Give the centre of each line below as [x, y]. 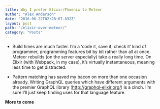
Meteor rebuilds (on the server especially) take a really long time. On [82, 57]
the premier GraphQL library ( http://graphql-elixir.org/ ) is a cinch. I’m [82, 87]
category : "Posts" [24, 32]
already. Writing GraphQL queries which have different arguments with [84, 82]
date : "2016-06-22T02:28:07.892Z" [41, 19]
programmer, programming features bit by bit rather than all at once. [81, 52]
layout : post [18, 23]
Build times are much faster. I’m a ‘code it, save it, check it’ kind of [79, 46]
